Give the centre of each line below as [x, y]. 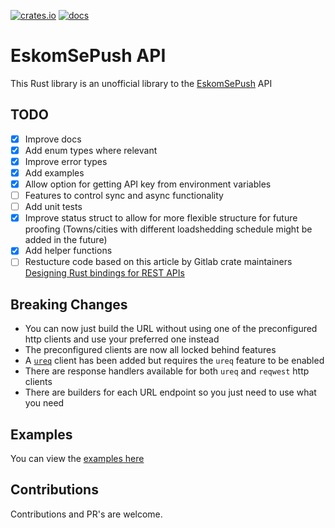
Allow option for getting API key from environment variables [148, 184]
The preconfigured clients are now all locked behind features [150, 350]
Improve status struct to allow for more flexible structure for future [161, 218]
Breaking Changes [69, 304]
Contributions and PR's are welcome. [86, 514]
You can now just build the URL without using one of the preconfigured [171, 329]
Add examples [54, 172]
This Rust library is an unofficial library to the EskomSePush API [141, 83]
